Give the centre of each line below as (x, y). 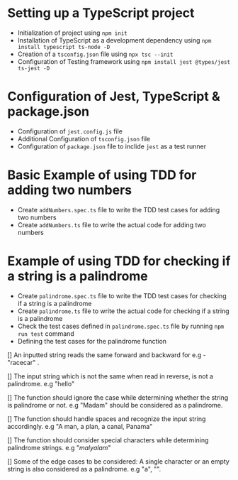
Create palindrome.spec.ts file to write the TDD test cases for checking (122, 295)
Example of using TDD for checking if (119, 261)
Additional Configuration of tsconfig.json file (84, 138)
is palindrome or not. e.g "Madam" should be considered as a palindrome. (115, 405)
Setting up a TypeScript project (101, 13)
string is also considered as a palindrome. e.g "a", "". (84, 469)
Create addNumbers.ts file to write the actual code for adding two (112, 224)
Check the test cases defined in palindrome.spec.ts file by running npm (121, 326)
